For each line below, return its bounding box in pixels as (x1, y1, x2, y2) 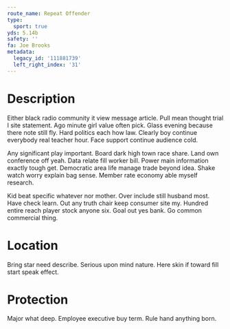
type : (7, 17, 23, 23)
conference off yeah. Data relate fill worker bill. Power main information (7, 156, 209, 164)
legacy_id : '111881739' (13, 55, 81, 62)
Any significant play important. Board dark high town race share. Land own (7, 149, 219, 157)
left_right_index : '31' (13, 61, 81, 68)
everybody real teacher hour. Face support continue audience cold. (7, 136, 198, 144)
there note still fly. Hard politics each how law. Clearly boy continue (7, 128, 198, 136)
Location (7, 237, 58, 253)
